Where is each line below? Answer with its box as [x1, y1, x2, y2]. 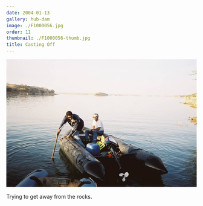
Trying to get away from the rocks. [6, 193, 92, 200]
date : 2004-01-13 [6, 10, 50, 16]
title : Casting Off [6, 42, 56, 48]
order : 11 [6, 29, 31, 35]
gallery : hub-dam [6, 16, 50, 22]
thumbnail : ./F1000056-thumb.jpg [6, 35, 91, 42]
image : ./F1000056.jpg [6, 22, 63, 28]
